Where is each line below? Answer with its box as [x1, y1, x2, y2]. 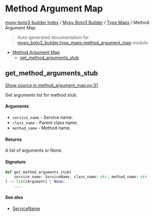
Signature [5, 159, 26, 165]
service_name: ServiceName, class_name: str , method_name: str [14, 175, 148, 180]
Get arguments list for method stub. [5, 92, 78, 98]
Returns [5, 136, 22, 142]
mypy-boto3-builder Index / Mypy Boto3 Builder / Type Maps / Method [5, 19, 150, 25]
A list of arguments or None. [5, 147, 63, 153]
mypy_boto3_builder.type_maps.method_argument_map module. [17, 39, 150, 45]
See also [5, 195, 23, 201]
